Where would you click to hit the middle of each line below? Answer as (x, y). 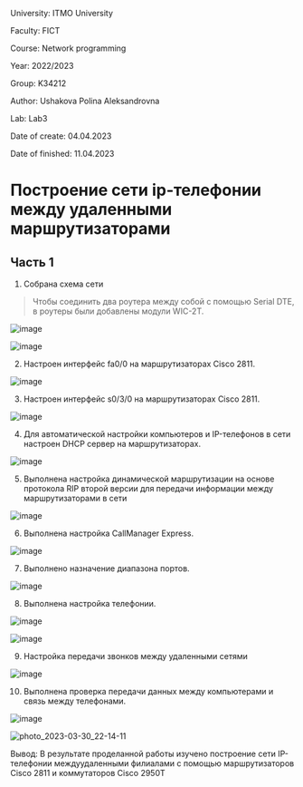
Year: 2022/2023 (42, 66)
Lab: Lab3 (29, 118)
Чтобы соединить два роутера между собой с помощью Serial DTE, (163, 301)
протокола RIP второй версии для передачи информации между (148, 488)
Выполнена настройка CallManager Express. (108, 533)
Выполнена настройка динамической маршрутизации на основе (149, 479)
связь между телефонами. (75, 701)
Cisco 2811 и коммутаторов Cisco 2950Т (88, 773)
